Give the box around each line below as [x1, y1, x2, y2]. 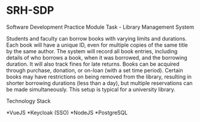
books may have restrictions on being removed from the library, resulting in [6, 73, 192, 80]
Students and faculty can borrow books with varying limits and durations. [6, 35, 187, 42]
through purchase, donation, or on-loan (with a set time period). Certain [6, 66, 183, 74]
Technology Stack [6, 97, 51, 105]
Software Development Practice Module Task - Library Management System [6, 23, 195, 30]
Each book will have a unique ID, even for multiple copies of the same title [6, 41, 189, 48]
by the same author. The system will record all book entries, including [6, 47, 178, 54]
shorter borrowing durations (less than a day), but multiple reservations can [6, 79, 193, 87]
